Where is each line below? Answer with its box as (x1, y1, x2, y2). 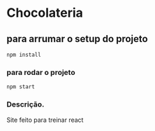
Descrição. (6, 99, 45, 109)
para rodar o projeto (6, 67, 75, 77)
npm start (6, 83, 36, 90)
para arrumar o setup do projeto (6, 33, 148, 45)
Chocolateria (6, 5, 83, 21)
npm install (6, 51, 41, 58)
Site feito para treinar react (6, 116, 84, 124)
